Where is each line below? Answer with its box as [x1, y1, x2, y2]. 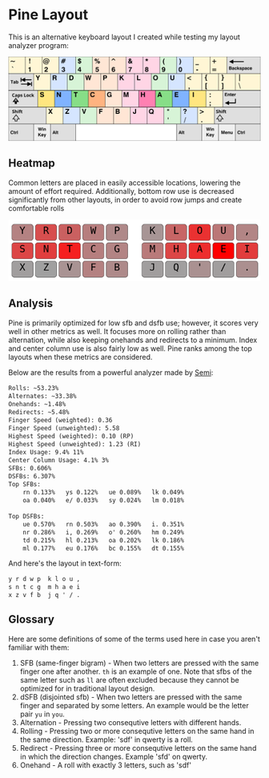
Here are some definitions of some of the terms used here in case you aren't [8, 634, 260, 643]
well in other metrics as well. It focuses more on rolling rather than [8, 326, 227, 336]
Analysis [8, 296, 54, 310]
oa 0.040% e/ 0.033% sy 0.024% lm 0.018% [22, 496, 184, 504]
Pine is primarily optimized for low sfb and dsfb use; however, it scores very [8, 318, 259, 328]
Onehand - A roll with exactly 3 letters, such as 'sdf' [19, 760, 192, 770]
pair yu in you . [19, 709, 66, 719]
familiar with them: [8, 643, 70, 652]
